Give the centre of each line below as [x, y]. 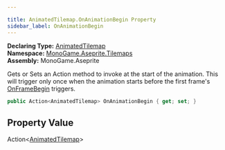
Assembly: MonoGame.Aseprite [53, 60]
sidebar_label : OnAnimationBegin [55, 26]
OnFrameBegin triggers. [42, 88]
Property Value [40, 123]
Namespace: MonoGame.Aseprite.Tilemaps [70, 53]
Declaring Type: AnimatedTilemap [56, 46]
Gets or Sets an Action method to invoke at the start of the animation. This [113, 74]
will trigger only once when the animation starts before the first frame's [109, 81]
